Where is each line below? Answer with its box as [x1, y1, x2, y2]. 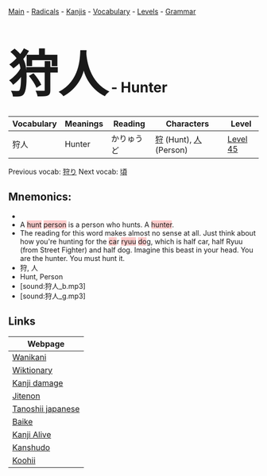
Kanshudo [12, 442, 50, 453]
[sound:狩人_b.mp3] [19, 281, 86, 290]
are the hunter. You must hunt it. [19, 253, 126, 263]
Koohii [12, 455, 36, 466]
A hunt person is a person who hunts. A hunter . [19, 220, 175, 229]
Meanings [64, 118, 103, 129]
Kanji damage [12, 377, 64, 388]
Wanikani [12, 351, 47, 363]
